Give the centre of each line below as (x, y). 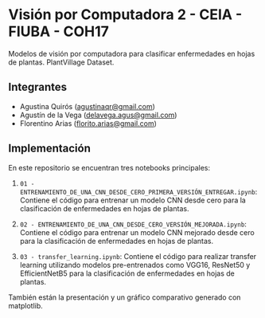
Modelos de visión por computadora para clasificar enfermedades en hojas (132, 53)
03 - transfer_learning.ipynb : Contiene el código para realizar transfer (138, 256)
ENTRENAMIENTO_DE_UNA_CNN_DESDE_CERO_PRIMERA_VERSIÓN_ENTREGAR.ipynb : (138, 191)
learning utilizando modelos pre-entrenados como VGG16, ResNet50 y (135, 265)
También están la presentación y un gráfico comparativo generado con (125, 297)
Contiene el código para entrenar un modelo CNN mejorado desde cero (137, 232)
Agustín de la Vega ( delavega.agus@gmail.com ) (98, 115)
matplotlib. (26, 305)
